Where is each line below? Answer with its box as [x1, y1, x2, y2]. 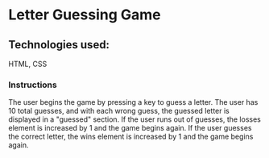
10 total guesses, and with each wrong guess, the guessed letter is [8, 106, 230, 116]
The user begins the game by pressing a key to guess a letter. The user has [8, 98, 259, 107]
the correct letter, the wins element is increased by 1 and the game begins [8, 131, 254, 142]
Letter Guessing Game [8, 6, 161, 24]
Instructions [8, 79, 58, 90]
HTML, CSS [8, 59, 48, 69]
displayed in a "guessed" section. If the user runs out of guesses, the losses [8, 114, 262, 124]
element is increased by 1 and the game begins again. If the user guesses [8, 123, 252, 133]
